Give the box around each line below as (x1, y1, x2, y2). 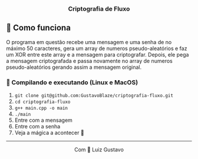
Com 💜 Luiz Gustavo (74, 146, 124, 153)
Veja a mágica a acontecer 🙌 (14, 129, 84, 137)
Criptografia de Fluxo (68, 5, 130, 13)
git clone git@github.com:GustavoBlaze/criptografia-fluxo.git (14, 93, 174, 99)
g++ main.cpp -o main (14, 105, 68, 111)
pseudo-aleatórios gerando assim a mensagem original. (6, 64, 142, 71)
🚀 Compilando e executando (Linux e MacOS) (6, 78, 138, 87)
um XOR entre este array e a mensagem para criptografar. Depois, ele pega (6, 51, 189, 58)
